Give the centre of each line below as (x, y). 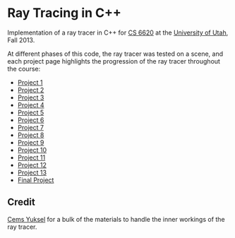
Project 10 (32, 150)
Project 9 (31, 142)
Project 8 (31, 135)
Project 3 (31, 97)
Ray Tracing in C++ (65, 13)
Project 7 (31, 127)
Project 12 (32, 165)
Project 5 (31, 112)
